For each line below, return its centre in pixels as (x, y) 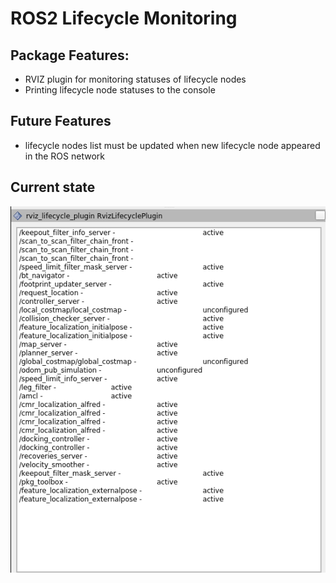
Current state (53, 187)
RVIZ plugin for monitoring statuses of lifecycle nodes (135, 79)
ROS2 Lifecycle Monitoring (124, 18)
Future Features (61, 121)
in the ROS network (64, 156)
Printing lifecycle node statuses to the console (120, 90)
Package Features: (70, 55)
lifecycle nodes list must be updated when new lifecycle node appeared (172, 145)
